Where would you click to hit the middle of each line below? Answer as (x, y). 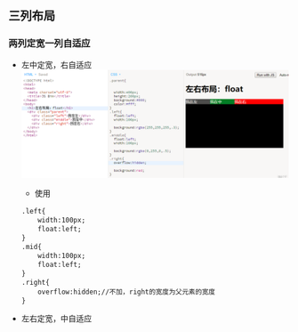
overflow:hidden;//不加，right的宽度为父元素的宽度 (126, 292)
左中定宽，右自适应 (56, 64)
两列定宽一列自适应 (49, 44)
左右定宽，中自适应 (56, 318)
